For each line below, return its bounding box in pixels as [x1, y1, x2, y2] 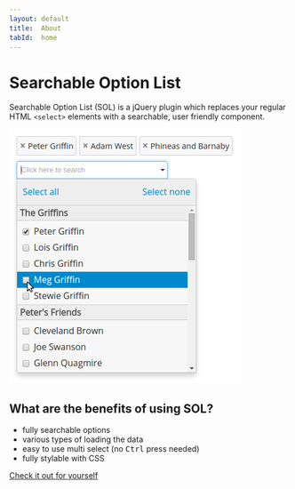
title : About [9, 23, 62, 33]
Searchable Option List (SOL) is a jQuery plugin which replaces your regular [9, 102, 286, 113]
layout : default [9, 14, 69, 23]
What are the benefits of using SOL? [9, 401, 214, 416]
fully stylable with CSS [21, 453, 105, 464]
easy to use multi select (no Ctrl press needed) [21, 444, 200, 454]
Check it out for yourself [9, 470, 99, 481]
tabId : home [9, 33, 58, 42]
